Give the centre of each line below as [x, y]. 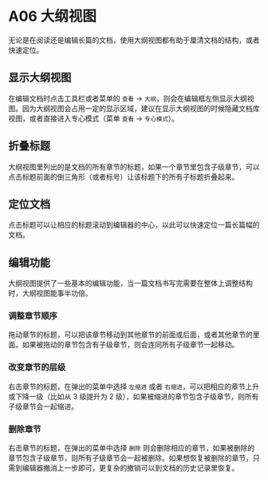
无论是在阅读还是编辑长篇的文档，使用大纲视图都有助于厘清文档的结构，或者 [134, 40]
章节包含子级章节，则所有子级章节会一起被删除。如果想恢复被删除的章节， [130, 458]
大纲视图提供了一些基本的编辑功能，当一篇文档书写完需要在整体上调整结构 [130, 284]
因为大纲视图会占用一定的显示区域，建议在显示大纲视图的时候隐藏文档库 [141, 108]
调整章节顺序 [33, 316]
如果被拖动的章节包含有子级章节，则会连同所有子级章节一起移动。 [130, 345]
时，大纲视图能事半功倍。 [50, 293]
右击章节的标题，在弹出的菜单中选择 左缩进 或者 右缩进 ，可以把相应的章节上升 [134, 386]
